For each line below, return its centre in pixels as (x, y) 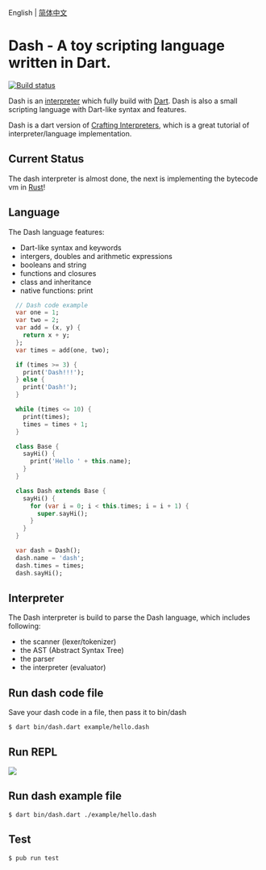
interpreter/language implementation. (70, 133)
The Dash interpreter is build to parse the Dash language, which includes (129, 617)
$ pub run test (34, 858)
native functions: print (56, 291)
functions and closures (58, 273)
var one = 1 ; (37, 313)
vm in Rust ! (27, 187)
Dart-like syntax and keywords (71, 247)
